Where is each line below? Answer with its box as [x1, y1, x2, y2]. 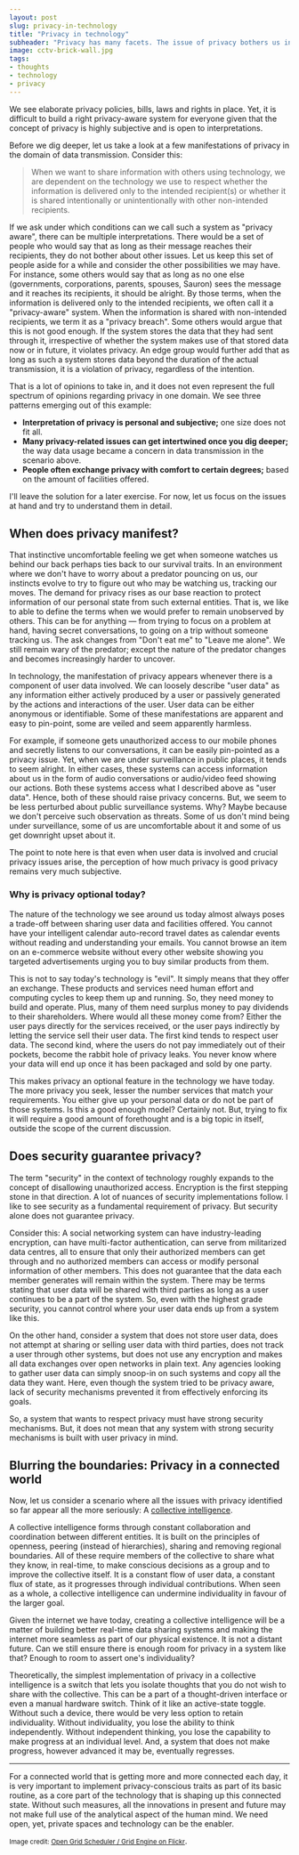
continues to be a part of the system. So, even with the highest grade [9, 1293, 263, 1304]
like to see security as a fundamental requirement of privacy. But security [9, 1201, 279, 1211]
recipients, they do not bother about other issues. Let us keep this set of [9, 250, 274, 261]
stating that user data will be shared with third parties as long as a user [9, 1284, 270, 1295]
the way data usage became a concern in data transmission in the [21, 445, 264, 456]
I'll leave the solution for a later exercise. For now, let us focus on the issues [9, 490, 287, 501]
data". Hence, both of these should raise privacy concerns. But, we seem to [9, 792, 287, 803]
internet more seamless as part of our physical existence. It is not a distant [9, 1634, 283, 1645]
